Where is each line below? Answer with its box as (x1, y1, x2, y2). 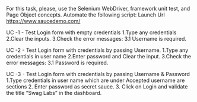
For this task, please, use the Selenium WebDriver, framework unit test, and (6, 5, 190, 12)
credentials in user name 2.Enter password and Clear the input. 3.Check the (6, 53, 192, 60)
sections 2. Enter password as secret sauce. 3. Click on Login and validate (6, 83, 188, 90)
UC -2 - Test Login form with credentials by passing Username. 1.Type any (6, 47, 189, 54)
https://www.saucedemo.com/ (6, 18, 81, 24)
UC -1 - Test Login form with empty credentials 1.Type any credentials (6, 29, 177, 36)
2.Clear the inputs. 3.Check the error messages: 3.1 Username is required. (6, 35, 187, 42)
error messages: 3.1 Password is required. (6, 59, 109, 66)
